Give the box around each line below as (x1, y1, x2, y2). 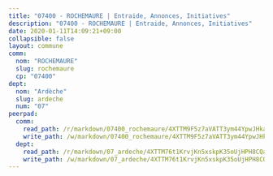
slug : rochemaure (15, 65, 75, 73)
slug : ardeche (15, 95, 63, 103)
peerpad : (8, 110, 38, 118)
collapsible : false (8, 34, 75, 43)
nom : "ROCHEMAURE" (15, 58, 79, 66)
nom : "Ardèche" (15, 87, 67, 96)
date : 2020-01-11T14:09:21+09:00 (8, 27, 122, 35)
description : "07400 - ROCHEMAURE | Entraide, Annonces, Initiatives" (8, 19, 253, 28)
